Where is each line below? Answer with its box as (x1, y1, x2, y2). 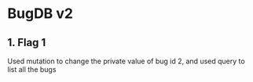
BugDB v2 (7, 5, 74, 23)
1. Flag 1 (7, 36, 46, 49)
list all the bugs (7, 65, 57, 74)
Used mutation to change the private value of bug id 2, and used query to (7, 56, 245, 66)
